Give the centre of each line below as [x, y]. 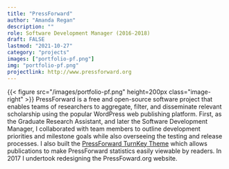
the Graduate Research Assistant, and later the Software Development [108, 121]
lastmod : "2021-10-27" [40, 46]
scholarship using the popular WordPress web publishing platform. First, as [114, 114]
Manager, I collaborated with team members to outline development [104, 129]
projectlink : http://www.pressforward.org [69, 72]
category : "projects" [39, 53]
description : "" [31, 26]
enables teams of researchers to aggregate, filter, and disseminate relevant [114, 106]
